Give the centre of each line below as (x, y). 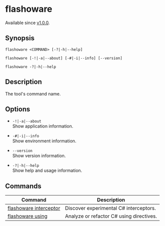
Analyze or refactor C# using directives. (111, 216)
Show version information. (39, 156)
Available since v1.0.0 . (28, 23)
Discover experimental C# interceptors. (110, 208)
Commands (23, 186)
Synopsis (20, 38)
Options (18, 109)
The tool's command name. (33, 94)
